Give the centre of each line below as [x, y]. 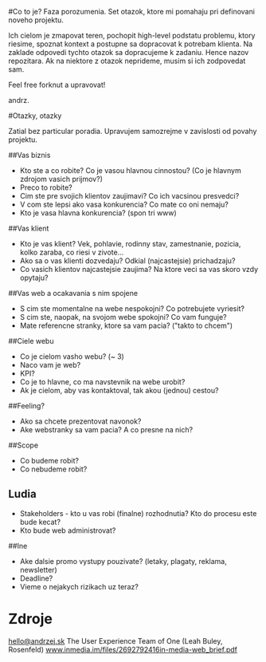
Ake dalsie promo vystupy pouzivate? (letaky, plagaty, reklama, [123, 561]
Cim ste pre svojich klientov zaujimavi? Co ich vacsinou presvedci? [129, 196]
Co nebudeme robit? [53, 469]
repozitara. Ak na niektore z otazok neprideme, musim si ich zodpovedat [127, 61]
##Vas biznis [29, 155]
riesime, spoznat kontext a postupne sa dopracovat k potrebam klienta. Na [131, 44]
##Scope [23, 445]
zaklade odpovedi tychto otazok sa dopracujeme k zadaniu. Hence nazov [129, 52]
